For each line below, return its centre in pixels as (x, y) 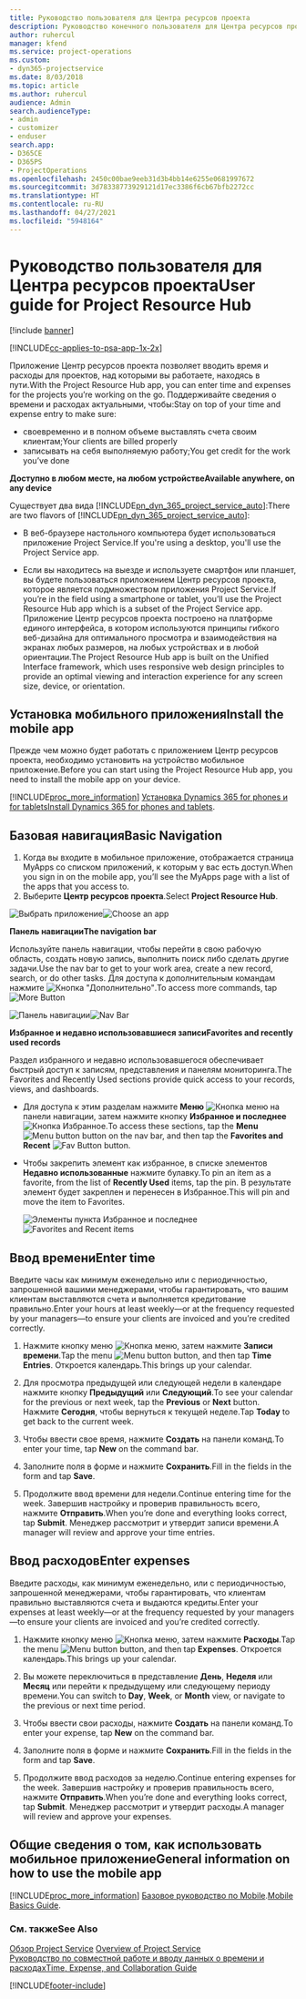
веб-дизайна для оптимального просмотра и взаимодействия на (150, 637)
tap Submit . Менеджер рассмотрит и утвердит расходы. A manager (153, 1806)
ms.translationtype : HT (55, 196)
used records (35, 1043)
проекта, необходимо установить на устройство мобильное (127, 760)
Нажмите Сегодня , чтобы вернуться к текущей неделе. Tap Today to (156, 1412)
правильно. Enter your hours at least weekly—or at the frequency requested (152, 1309)
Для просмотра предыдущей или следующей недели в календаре (152, 1382)
